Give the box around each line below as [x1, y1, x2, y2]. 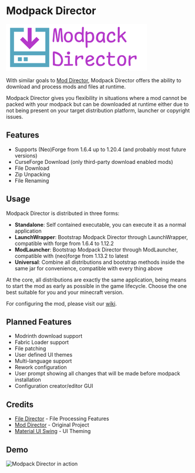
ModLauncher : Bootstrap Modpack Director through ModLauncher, [14, 246, 178, 253]
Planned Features [6, 317, 72, 327]
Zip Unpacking [14, 170, 51, 177]
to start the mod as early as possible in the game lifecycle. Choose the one [6, 282, 187, 289]
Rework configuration [14, 364, 68, 371]
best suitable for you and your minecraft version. [6, 289, 124, 296]
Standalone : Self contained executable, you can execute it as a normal [14, 221, 186, 228]
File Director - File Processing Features [14, 415, 110, 422]
